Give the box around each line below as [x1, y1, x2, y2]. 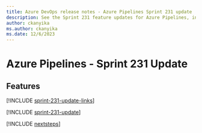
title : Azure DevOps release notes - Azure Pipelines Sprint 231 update [6, 8, 192, 15]
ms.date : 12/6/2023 [6, 31, 55, 37]
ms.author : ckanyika [6, 25, 58, 32]
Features [6, 81, 40, 91]
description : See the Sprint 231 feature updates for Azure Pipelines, [6, 14, 189, 20]
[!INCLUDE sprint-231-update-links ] [6, 97, 95, 104]
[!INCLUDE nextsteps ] [6, 120, 61, 128]
